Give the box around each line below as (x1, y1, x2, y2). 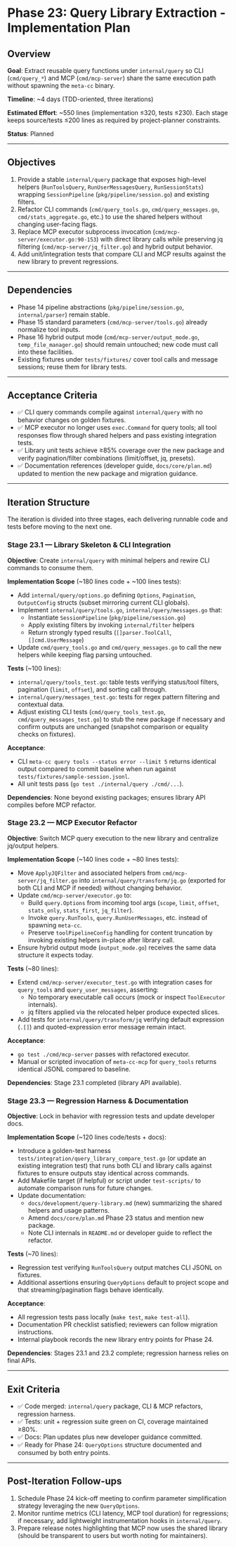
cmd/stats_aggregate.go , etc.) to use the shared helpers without (17, 212, 202, 220)
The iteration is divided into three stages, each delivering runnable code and (7, 515, 228, 524)
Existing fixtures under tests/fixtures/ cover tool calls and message (17, 355, 218, 363)
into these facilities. (17, 348, 74, 356)
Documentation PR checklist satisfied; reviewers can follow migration (17, 1320, 218, 1329)
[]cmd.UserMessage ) (27, 636, 84, 644)
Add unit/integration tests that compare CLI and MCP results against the (17, 249, 226, 258)
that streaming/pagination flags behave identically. (17, 1286, 164, 1294)
